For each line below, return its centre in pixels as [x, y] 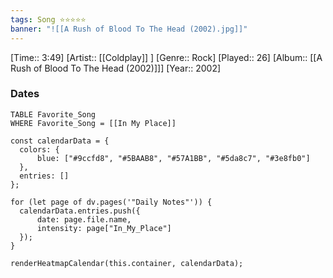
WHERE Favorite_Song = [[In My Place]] [93, 123]
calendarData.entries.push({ [80, 211]
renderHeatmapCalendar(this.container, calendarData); [127, 263]
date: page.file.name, [84, 219]
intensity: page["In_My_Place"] [104, 228]
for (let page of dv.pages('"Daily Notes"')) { [111, 202]
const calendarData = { [60, 141]
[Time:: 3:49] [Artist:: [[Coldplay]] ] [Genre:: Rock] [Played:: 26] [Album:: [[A [166, 57]
